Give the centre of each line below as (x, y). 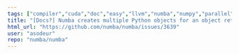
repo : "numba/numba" (38, 40)
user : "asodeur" (31, 33)
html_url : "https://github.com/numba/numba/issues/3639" (94, 27)
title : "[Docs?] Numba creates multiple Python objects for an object (114, 20)
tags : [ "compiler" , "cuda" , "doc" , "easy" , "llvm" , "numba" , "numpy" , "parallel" (121, 14)
